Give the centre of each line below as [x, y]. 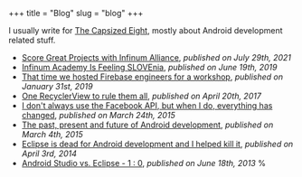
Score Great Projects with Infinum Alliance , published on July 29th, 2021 [156, 57]
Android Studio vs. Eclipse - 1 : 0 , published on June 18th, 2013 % [143, 163]
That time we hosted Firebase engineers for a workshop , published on [152, 77]
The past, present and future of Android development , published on [147, 125]
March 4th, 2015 [52, 134]
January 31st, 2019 [57, 86]
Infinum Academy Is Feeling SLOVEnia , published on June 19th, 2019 [149, 67]
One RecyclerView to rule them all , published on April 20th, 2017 [141, 96]
